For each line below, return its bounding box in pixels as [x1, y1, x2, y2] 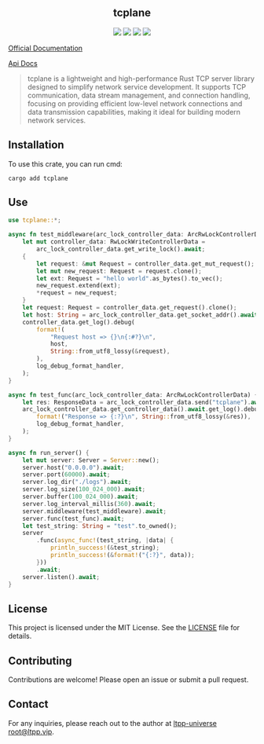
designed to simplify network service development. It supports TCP [27, 82, 246, 91]
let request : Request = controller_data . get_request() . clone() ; [22, 304, 237, 312]
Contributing [8, 654, 72, 667]
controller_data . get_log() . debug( [22, 318, 135, 326]
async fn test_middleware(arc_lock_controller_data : [8, 231, 185, 239]
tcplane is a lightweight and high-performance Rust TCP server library [27, 74, 255, 83]
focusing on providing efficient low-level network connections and [27, 98, 243, 108]
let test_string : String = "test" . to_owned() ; [22, 522, 178, 530]
